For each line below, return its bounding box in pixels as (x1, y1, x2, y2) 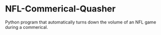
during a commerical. (5, 24, 48, 30)
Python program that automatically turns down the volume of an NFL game (5, 19, 156, 25)
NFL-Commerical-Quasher (5, 3, 116, 14)
